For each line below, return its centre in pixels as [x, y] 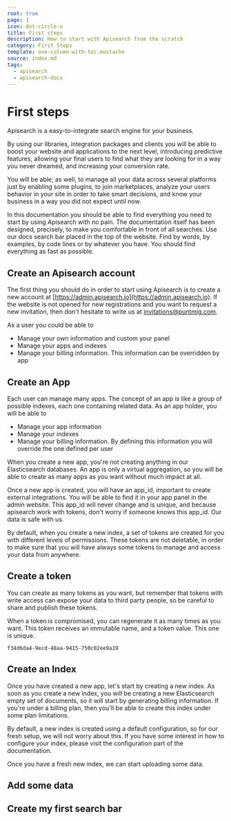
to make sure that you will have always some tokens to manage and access [114, 547]
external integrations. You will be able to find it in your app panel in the [107, 497]
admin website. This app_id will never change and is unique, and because [112, 505]
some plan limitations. [38, 715]
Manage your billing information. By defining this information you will [114, 441]
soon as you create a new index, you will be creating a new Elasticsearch [111, 693]
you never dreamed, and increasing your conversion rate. [89, 166]
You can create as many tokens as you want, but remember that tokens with [115, 593]
